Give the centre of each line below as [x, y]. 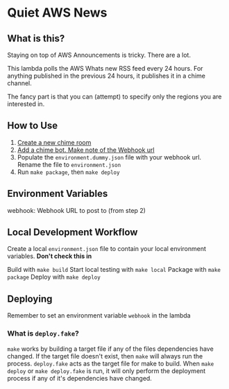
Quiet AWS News [57, 13]
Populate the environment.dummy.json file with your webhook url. [109, 157]
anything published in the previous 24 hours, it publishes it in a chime [107, 76]
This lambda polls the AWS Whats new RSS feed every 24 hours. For [105, 68]
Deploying [30, 299]
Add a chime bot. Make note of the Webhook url [86, 150]
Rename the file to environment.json [69, 164]
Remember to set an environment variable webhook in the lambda [99, 315]
